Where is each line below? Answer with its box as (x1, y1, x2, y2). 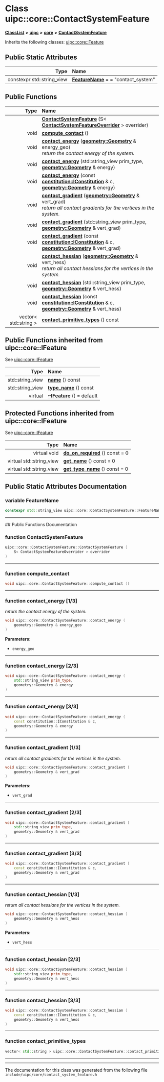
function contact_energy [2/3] (5, 662, 79, 669)
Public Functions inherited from (5, 336, 103, 344)
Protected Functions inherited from (5, 409, 114, 417)
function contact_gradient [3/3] (5, 850, 82, 857)
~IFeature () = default (47, 392, 98, 399)
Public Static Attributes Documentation (5, 482, 127, 490)
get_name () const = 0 (63, 457, 116, 464)
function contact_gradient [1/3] (5, 744, 81, 751)
